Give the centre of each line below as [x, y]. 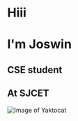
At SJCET [29, 94]
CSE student [35, 69]
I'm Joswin [39, 45]
